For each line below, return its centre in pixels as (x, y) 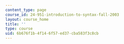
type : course (19, 29)
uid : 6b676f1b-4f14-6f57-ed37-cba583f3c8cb (52, 33)
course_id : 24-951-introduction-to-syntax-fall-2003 (62, 15)
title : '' (16, 24)
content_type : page (26, 10)
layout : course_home (27, 19)
